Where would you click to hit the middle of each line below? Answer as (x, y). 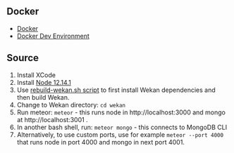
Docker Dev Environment (53, 36)
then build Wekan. (43, 97)
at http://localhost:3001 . (53, 119)
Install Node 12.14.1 (44, 82)
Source (23, 58)
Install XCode (36, 75)
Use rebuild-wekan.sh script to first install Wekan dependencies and (116, 90)
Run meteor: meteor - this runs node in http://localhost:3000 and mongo (121, 112)
